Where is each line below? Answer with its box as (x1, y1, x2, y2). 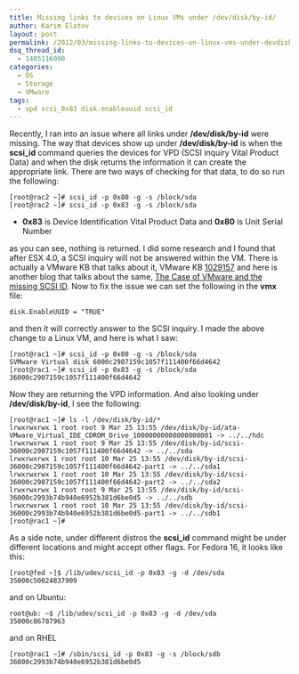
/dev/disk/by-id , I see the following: (9, 398, 142, 410)
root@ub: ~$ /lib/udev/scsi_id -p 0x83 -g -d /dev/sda (9, 609, 217, 619)
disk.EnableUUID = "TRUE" (9, 308, 105, 317)
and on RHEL (9, 633, 57, 644)
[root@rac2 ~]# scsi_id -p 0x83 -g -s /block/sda (9, 201, 198, 210)
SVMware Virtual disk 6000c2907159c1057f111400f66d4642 (9, 358, 221, 367)
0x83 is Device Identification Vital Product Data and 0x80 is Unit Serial (21, 216, 283, 227)
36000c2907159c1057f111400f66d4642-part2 (9, 478, 166, 487)
